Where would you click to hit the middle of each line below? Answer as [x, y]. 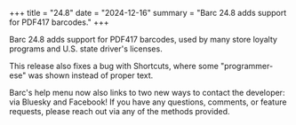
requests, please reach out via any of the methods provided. [120, 111]
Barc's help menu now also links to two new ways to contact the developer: [147, 93]
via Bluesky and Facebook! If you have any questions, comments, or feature [148, 102]
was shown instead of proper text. [91, 75]
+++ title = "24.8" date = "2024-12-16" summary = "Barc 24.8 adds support [148, 13]
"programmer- [247, 66]
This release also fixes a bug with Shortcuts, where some [114, 66]
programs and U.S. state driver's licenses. [86, 49]
